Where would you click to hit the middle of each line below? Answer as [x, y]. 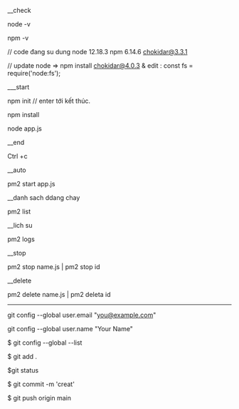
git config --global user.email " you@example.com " [82, 315]
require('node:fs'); [34, 73]
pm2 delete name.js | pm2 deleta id [59, 294]
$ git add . [22, 357]
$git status [23, 370]
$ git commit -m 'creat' [41, 384]
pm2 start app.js [31, 184]
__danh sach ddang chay [44, 198]
